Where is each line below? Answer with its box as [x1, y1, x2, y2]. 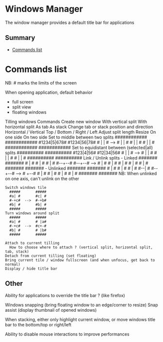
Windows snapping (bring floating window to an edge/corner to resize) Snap [5, 302, 158, 308]
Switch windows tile [5, 185, 47, 190]
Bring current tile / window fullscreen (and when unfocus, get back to [5, 258, 155, 262]
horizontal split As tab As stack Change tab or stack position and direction [5, 123, 153, 130]
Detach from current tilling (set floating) [5, 253, 97, 258]
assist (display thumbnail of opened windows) [5, 307, 97, 313]
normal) [5, 262, 21, 267]
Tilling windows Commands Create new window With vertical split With [5, 119, 147, 124]
